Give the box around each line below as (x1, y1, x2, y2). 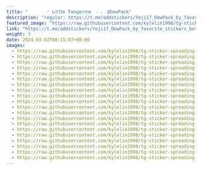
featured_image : (6, 20, 47, 26)
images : (6, 43, 26, 49)
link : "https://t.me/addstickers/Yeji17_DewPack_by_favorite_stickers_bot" (6, 25, 200, 32)
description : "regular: (6, 14, 66, 20)
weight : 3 (6, 31, 31, 37)
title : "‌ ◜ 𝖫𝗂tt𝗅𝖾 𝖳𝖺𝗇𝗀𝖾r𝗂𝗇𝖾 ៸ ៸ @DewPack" (6, 8, 132, 15)
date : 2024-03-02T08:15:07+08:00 (6, 37, 90, 43)
